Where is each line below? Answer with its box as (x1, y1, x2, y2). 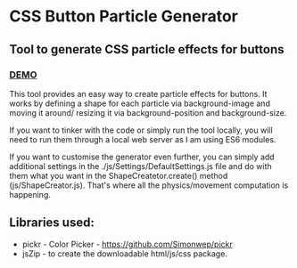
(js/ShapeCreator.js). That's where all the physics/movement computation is (9, 180, 289, 191)
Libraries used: (9, 215, 95, 231)
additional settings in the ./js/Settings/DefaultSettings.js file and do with (9, 160, 272, 171)
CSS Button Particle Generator (9, 6, 238, 27)
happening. (9, 189, 51, 199)
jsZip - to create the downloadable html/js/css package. (21, 248, 227, 259)
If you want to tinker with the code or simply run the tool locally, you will (9, 125, 274, 135)
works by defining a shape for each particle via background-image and (9, 98, 270, 109)
